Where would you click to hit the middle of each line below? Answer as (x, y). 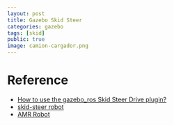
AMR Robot (33, 114)
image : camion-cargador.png (48, 46)
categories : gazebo (35, 26)
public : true (26, 40)
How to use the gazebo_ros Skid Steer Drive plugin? (92, 99)
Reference (38, 80)
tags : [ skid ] (26, 33)
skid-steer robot (40, 107)
